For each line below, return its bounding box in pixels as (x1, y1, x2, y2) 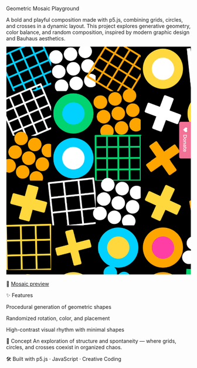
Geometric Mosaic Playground (6, 5, 80, 12)
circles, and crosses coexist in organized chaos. (6, 343, 123, 350)
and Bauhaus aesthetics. (6, 35, 66, 42)
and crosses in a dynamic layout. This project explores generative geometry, (6, 23, 191, 29)
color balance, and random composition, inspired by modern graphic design (6, 29, 190, 36)
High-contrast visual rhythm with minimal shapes (6, 326, 125, 333)
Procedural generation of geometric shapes (6, 303, 111, 310)
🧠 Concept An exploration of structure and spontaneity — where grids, (6, 337, 177, 345)
